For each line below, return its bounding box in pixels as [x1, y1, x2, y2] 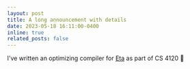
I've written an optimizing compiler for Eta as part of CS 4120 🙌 [7, 54, 185, 62]
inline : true [7, 29, 44, 36]
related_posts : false [7, 36, 69, 42]
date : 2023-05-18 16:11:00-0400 [7, 23, 99, 29]
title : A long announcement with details [7, 16, 127, 23]
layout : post [7, 10, 44, 17]
